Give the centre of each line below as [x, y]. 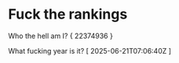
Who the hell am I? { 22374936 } [61, 36]
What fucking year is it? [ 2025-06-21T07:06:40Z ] [89, 51]
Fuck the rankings [68, 14]
